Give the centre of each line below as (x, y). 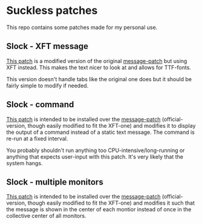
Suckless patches (52, 11)
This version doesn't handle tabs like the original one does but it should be (99, 79)
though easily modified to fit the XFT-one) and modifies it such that (111, 203)
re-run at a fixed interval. (37, 138)
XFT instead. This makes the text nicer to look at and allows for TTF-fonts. (99, 67)
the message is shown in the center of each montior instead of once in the (99, 209)
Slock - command (40, 104)
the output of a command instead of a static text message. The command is (101, 132)
